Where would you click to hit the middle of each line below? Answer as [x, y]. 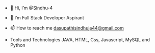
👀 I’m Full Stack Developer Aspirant [47, 18]
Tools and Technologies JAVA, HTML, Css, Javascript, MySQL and [80, 40]
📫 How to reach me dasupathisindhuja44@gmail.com [67, 28]
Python [18, 45]
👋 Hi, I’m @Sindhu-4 [31, 8]
